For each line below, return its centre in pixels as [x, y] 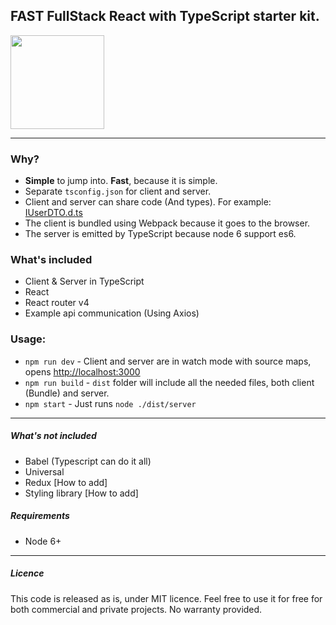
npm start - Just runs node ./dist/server [110, 403]
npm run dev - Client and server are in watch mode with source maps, [168, 361]
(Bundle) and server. [67, 393]
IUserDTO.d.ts [53, 213]
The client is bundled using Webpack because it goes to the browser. [167, 223]
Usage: [28, 339]
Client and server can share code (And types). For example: [148, 202]
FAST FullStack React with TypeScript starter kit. [165, 16]
